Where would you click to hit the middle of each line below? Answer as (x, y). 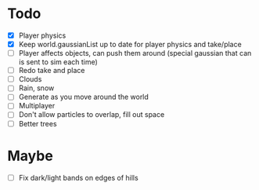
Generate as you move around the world (84, 97)
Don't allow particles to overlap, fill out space (92, 115)
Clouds (30, 79)
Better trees (38, 123)
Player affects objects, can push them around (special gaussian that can (135, 53)
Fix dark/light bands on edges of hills (78, 177)
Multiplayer (37, 106)
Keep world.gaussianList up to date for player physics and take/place (130, 44)
